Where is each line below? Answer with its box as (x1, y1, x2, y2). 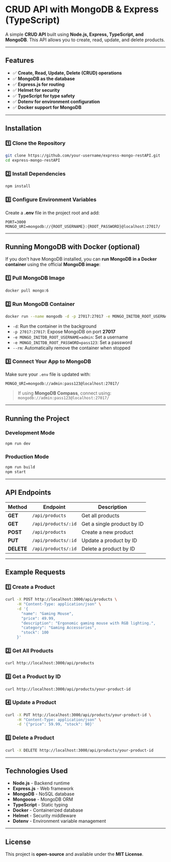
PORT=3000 (5, 219, 26, 225)
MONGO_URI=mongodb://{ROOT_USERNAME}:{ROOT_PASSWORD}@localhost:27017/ (5, 224, 160, 229)
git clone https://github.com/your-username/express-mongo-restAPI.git (5, 153, 160, 159)
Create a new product (81, 529, 134, 536)
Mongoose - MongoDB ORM (12, 796, 73, 802)
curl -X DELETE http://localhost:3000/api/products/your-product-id (5, 748, 154, 753)
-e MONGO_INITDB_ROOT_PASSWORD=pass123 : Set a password (12, 339, 132, 345)
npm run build (5, 464, 36, 469)
